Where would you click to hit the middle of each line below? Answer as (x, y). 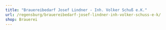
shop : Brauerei (21, 19)
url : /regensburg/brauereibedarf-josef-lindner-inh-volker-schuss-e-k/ (83, 15)
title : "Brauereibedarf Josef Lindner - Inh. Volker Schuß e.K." (76, 10)
